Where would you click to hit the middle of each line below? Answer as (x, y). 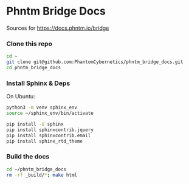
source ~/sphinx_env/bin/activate (50, 114)
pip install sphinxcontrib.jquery (50, 130)
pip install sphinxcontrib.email (49, 135)
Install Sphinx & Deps (38, 83)
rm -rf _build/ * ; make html (42, 175)
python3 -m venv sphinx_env (42, 107)
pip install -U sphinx (35, 124)
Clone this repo (29, 44)
